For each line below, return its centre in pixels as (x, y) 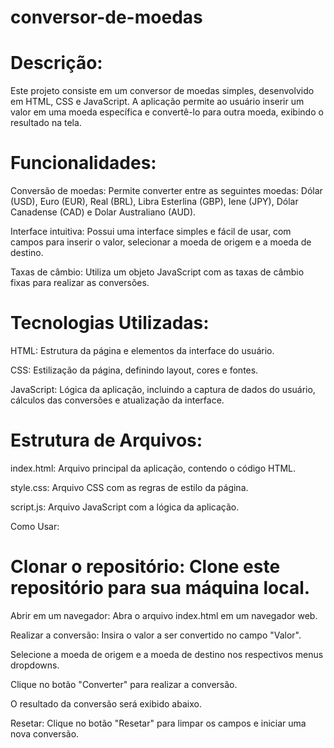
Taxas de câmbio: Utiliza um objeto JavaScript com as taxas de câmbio (157, 272)
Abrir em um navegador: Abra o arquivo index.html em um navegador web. (164, 615)
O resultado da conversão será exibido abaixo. (106, 703)
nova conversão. (45, 733)
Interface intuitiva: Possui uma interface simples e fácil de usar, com (151, 232)
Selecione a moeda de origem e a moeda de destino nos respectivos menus (167, 654)
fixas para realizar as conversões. (80, 283)
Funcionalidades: (83, 163)
